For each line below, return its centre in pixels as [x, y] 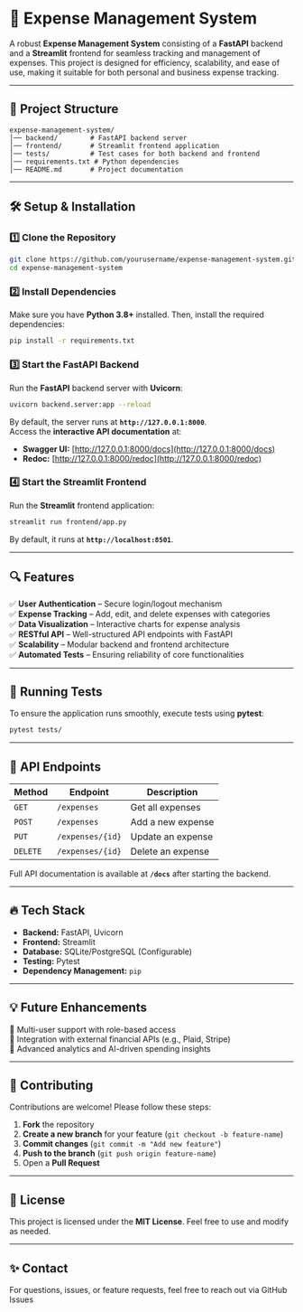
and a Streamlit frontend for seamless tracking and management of [135, 52]
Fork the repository [58, 1125]
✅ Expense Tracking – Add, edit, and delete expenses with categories [140, 614]
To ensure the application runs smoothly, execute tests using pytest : [137, 714]
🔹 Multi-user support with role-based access [92, 1029]
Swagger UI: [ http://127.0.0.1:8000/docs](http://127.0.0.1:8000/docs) [149, 449]
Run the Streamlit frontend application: [82, 505]
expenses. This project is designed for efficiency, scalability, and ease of [145, 62]
